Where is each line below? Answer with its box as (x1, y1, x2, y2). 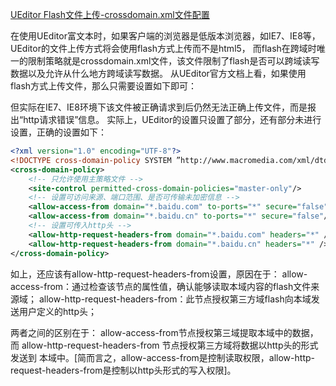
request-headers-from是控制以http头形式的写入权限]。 (10, 364, 237, 376)
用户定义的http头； (18, 305, 98, 317)
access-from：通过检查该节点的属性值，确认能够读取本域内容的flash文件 (10, 280, 312, 292)
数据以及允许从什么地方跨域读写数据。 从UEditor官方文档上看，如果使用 (10, 68, 307, 79)
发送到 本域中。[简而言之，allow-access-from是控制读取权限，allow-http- (10, 351, 315, 363)
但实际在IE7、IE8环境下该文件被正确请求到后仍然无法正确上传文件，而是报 (10, 101, 317, 113)
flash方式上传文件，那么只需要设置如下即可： (10, 80, 198, 92)
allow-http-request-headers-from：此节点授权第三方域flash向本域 (38, 293, 312, 305)
